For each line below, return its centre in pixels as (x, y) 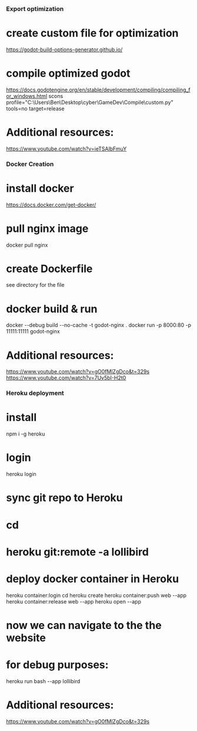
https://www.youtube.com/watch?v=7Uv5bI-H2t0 (66, 378)
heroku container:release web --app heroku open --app (74, 601)
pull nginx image (47, 228)
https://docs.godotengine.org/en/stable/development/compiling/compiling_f (98, 90)
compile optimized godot (68, 73)
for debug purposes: (57, 665)
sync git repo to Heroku (65, 498)
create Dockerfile (49, 269)
